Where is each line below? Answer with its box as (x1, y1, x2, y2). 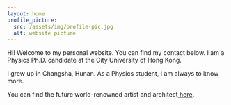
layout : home (7, 10, 45, 17)
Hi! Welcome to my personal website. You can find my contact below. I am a (7, 49, 225, 57)
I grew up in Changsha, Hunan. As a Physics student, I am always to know (7, 70, 219, 78)
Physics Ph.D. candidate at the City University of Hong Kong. (7, 56, 182, 65)
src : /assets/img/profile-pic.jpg (13, 23, 113, 30)
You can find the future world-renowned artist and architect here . (7, 90, 195, 99)
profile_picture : (7, 17, 58, 24)
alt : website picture (13, 29, 77, 37)
